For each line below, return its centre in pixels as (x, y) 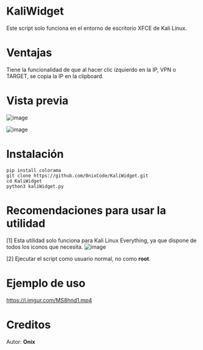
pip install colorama (34, 170)
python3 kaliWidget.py (35, 186)
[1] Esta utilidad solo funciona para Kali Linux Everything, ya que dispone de (101, 240)
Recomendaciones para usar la (86, 210)
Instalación (35, 154)
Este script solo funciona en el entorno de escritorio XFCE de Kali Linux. (97, 28)
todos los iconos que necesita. (45, 247)
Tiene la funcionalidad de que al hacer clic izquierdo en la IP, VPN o (91, 70)
